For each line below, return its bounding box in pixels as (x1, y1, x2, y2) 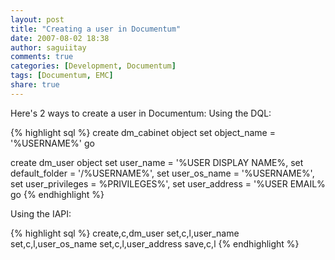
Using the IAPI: (10, 207, 72, 220)
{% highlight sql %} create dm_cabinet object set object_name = (10, 126, 276, 138)
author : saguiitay (10, 42, 87, 53)
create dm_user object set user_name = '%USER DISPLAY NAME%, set (10, 156, 304, 168)
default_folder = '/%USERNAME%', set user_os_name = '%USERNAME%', (10, 167, 315, 179)
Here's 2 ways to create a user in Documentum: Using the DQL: (10, 107, 272, 119)
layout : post (10, 14, 65, 25)
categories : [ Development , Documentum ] (10, 61, 177, 71)
